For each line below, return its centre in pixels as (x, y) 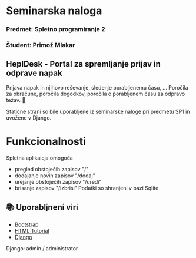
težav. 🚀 (16, 100)
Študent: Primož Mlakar (41, 45)
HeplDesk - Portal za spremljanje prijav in (83, 64)
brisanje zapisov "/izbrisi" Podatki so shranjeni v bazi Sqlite (87, 188)
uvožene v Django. (29, 118)
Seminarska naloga (54, 11)
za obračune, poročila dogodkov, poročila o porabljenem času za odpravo (96, 94)
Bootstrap (26, 224)
